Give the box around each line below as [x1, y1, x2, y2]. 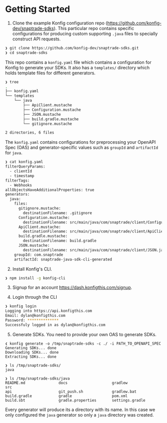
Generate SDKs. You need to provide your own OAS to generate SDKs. [12, 331, 157, 337]
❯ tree [5, 79, 19, 84]
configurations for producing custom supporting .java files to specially [12, 30, 158, 36]
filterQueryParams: [5, 164, 46, 169]
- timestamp [9, 173, 35, 178]
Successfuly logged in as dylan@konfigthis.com [5, 322, 106, 327]
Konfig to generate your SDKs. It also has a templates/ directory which [5, 64, 150, 70]
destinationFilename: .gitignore [23, 211, 92, 215]
